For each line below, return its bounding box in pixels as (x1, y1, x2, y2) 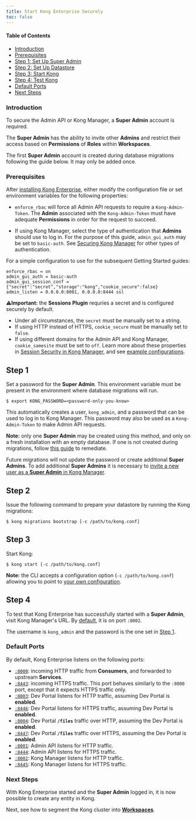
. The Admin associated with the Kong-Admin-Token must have (27, 210, 176, 217)
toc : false (6, 14, 33, 20)
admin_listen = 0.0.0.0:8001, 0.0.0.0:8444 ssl (6, 289, 125, 295)
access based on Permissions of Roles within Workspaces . (6, 141, 152, 147)
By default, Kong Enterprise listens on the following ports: (6, 656, 145, 663)
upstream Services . (14, 673, 63, 680)
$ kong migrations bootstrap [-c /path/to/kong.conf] (6, 518, 140, 524)
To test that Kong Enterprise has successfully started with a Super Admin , (6, 610, 185, 617)
